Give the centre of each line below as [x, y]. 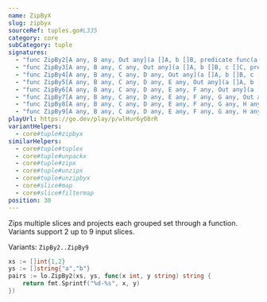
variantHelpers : [35, 126]
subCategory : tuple [41, 45]
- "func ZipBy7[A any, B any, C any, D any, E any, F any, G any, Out [135, 97]
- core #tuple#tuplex [49, 149]
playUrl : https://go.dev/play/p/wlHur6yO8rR [83, 119]
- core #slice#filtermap [54, 193]
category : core [33, 38]
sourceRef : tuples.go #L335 [53, 30]
